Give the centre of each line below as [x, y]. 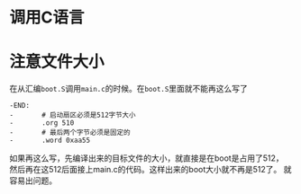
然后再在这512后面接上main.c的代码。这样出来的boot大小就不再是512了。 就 [150, 170]
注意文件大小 [57, 62]
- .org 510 [42, 123]
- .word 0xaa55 [50, 141]
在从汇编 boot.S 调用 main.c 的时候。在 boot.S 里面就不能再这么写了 [128, 89]
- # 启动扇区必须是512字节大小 [73, 115]
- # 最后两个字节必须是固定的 [70, 133]
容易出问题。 [33, 181]
